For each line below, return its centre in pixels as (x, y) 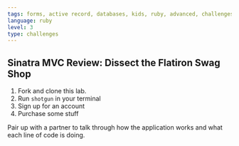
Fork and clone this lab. (52, 91)
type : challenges (33, 34)
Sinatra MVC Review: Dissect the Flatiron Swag (114, 62)
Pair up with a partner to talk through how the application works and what (115, 127)
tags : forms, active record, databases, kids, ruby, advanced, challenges (121, 14)
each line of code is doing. (46, 135)
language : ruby (30, 21)
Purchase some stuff (48, 114)
